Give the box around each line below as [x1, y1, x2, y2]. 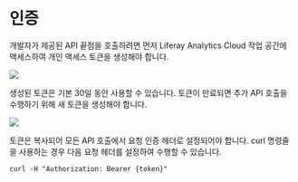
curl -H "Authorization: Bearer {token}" [9, 164, 168, 173]
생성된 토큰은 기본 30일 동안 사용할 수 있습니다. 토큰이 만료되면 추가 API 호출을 [9, 87, 288, 98]
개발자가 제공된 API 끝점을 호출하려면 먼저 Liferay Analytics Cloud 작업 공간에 [9, 40, 287, 51]
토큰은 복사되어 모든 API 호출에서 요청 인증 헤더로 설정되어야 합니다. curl [9, 135, 265, 146]
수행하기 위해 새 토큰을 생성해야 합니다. [9, 99, 148, 110]
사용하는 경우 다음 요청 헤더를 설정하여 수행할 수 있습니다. [18, 146, 222, 157]
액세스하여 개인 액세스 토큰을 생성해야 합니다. [9, 51, 169, 62]
